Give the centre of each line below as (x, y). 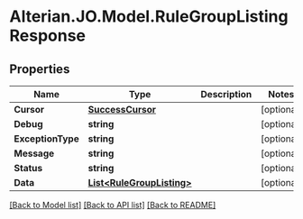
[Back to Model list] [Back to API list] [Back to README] (113, 205)
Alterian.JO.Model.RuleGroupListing (149, 17)
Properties (40, 69)
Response (48, 36)
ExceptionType (46, 139)
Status (28, 168)
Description (226, 94)
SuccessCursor (122, 109)
